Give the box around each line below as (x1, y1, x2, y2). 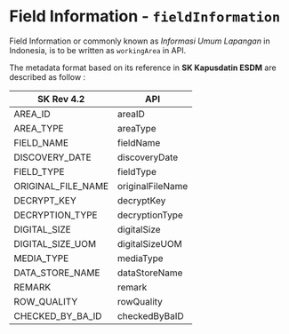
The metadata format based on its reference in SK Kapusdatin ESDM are (9, 62, 277, 73)
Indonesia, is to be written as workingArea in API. (9, 44, 187, 55)
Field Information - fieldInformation (9, 6, 281, 27)
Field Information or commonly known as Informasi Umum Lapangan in (9, 36, 271, 46)
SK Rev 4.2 (36, 92, 85, 105)
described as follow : (9, 71, 86, 82)
